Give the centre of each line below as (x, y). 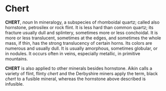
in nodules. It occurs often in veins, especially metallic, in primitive (73, 53)
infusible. (15, 84)
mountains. (17, 59)
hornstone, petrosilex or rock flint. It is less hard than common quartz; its (79, 27)
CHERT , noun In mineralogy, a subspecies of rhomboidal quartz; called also (83, 22)
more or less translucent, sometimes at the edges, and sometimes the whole (83, 38)
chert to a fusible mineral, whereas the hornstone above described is (76, 79)
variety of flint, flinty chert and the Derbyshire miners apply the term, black (82, 73)
